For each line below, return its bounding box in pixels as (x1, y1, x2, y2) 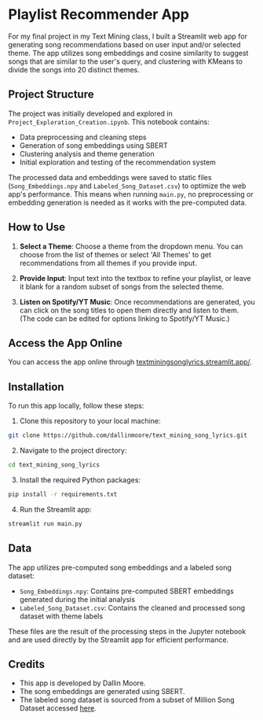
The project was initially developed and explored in (8, 109, 173, 118)
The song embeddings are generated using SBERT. (19, 687, 186, 696)
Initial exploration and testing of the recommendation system (19, 157, 216, 167)
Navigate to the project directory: (19, 446, 127, 456)
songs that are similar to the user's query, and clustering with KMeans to (8, 57, 243, 66)
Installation (8, 380, 64, 393)
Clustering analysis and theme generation (19, 149, 155, 158)
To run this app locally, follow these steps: (8, 401, 144, 411)
